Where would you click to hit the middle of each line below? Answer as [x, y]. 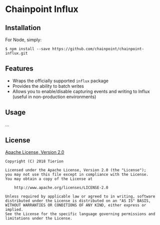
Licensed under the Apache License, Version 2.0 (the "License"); [76, 170]
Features [19, 69]
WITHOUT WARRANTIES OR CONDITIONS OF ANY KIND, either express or [76, 205]
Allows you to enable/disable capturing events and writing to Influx [81, 91]
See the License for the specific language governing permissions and [80, 214]
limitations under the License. [39, 218]
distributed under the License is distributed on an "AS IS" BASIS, [78, 201]
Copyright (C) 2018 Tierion [34, 161]
